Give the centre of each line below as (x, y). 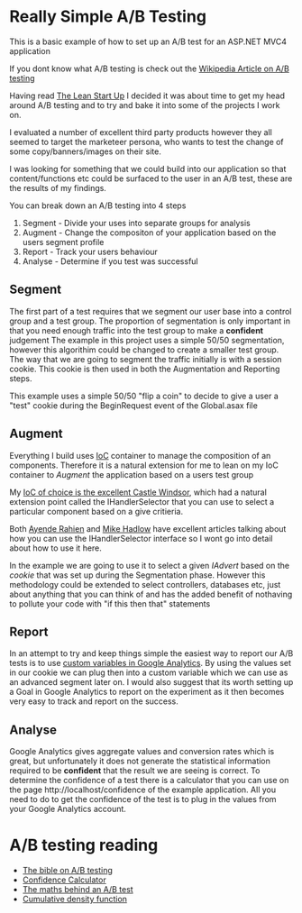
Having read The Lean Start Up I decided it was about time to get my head (147, 96)
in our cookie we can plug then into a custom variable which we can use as (149, 672)
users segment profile (63, 242)
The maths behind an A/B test (78, 890)
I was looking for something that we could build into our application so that (148, 169)
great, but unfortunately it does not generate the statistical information (140, 761)
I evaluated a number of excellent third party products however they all (141, 132)
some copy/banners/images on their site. (86, 151)
